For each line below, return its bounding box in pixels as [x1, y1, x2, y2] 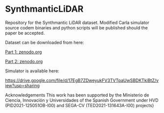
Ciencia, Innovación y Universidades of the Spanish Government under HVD [5, 97, 159, 103]
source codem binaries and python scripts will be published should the [5, 24, 148, 30]
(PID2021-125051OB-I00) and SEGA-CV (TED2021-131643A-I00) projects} [5, 102, 154, 108]
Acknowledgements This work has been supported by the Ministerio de [5, 92, 149, 98]
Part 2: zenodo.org [5, 58, 43, 64]
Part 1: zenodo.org [5, 49, 42, 55]
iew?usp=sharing [5, 82, 40, 89]
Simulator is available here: [5, 68, 60, 74]
